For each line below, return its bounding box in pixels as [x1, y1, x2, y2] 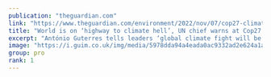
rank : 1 [8, 57, 35, 65]
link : [8, 19, 27, 27]
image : [8, 42, 31, 50]
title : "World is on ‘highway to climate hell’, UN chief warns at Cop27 [8, 26, 262, 34]
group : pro [8, 49, 45, 57]
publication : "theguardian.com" [8, 11, 117, 20]
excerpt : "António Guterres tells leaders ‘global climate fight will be [8, 34, 262, 43]
